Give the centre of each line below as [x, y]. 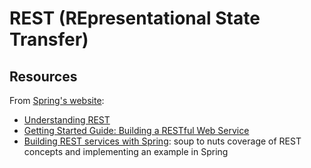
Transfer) [49, 39]
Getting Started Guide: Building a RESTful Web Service [136, 130]
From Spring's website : [57, 100]
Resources [43, 76]
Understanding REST [67, 120]
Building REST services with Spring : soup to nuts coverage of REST [162, 141]
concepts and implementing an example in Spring [126, 151]
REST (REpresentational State [135, 18]
